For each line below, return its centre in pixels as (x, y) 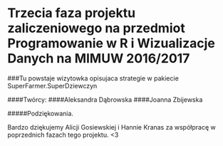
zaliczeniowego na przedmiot (96, 28)
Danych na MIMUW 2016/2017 (99, 59)
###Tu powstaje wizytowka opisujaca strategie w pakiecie (93, 78)
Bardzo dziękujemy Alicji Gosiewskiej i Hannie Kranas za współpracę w (111, 127)
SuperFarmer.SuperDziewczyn (52, 85)
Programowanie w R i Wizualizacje (111, 43)
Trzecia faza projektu (72, 13)
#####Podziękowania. (40, 113)
